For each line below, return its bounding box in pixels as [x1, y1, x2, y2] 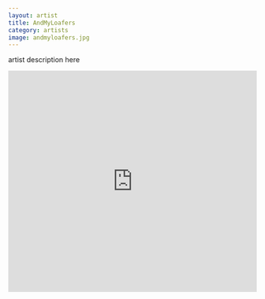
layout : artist [8, 11, 58, 20]
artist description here [8, 55, 80, 65]
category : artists [8, 26, 69, 34]
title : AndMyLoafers [8, 19, 77, 27]
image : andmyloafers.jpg [8, 33, 90, 42]
